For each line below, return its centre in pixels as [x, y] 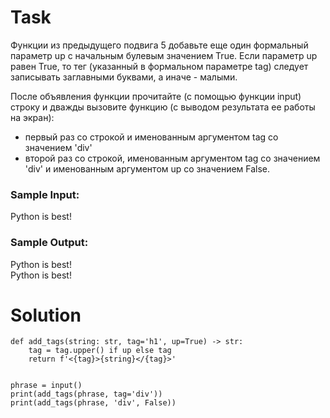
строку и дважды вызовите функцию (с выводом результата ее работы [163, 107]
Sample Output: [49, 243]
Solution [46, 315]
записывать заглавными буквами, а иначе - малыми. [124, 77]
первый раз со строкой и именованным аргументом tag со [151, 137]
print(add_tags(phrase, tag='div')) [86, 394]
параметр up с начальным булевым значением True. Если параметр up [164, 55]
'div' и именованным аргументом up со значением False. [147, 168]
